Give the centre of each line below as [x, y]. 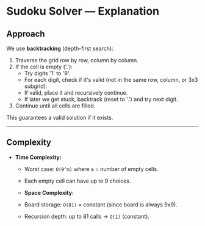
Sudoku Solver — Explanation [83, 11]
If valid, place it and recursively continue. [76, 93]
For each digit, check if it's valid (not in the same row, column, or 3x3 [111, 80]
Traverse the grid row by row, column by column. [77, 60]
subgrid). [36, 86]
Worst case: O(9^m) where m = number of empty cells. [91, 169]
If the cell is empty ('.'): [44, 67]
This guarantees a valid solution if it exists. [60, 118]
